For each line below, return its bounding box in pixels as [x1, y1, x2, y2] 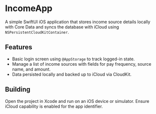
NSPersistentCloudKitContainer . [5, 29, 69, 35]
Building [5, 85, 30, 94]
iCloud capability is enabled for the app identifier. [5, 103, 103, 109]
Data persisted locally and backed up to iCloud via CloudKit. [12, 71, 132, 77]
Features [5, 43, 32, 51]
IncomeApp [5, 3, 53, 14]
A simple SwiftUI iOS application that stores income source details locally [5, 19, 151, 25]
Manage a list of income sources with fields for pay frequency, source [12, 61, 152, 67]
